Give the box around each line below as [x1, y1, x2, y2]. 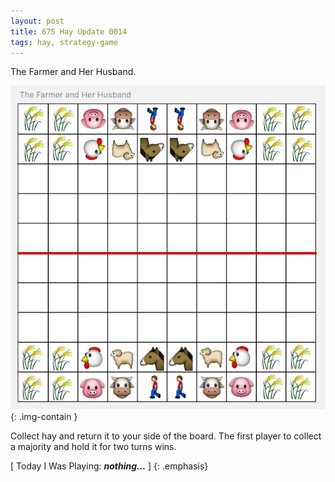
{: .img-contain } [10, 411, 78, 423]
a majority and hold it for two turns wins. [10, 441, 177, 453]
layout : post [10, 16, 65, 26]
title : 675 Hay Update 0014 [10, 26, 128, 37]
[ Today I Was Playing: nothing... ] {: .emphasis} [10, 460, 209, 472]
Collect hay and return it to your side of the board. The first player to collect [10, 430, 322, 442]
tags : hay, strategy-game [10, 37, 118, 47]
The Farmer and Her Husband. [10, 66, 137, 78]
